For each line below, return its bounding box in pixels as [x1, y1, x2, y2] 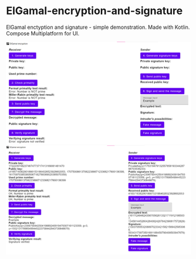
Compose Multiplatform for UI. [6, 29, 80, 36]
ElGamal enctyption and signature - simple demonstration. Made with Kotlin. [6, 24, 190, 31]
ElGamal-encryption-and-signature [6, 4, 183, 18]
